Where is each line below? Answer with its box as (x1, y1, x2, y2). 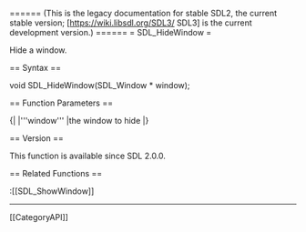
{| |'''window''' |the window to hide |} (9, 116, 149, 126)
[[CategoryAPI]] (9, 212, 68, 222)
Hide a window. (9, 45, 67, 55)
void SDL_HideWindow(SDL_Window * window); (9, 80, 190, 90)
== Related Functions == (9, 168, 103, 178)
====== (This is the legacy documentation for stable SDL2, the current (9, 8, 278, 18)
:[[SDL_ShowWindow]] (9, 186, 95, 197)
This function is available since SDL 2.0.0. (9, 150, 167, 161)
